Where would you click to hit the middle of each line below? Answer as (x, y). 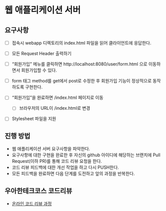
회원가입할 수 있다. (39, 70)
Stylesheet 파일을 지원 (34, 119)
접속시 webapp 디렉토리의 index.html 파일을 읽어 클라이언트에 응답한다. (82, 43)
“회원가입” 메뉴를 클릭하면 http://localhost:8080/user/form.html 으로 (80, 64)
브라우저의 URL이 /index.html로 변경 (55, 108)
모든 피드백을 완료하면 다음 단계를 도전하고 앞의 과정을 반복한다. (73, 174)
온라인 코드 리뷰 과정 (32, 204)
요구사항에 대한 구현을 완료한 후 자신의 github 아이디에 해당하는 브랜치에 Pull (86, 155)
